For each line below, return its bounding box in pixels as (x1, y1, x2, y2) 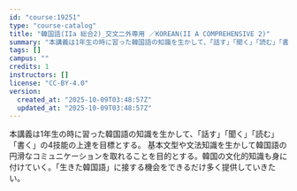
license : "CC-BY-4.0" (9, 79, 89, 88)
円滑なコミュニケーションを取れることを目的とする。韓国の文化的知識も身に (9, 151, 288, 162)
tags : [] (9, 46, 42, 55)
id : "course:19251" (9, 12, 81, 22)
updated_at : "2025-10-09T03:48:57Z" (17, 103, 152, 112)
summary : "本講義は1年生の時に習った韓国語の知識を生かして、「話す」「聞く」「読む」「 (9, 37, 283, 47)
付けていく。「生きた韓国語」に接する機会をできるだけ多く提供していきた (9, 162, 277, 172)
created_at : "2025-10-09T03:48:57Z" (17, 95, 152, 104)
